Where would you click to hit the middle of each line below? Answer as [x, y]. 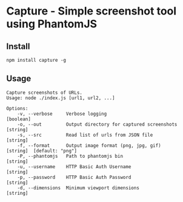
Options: [17, 108]
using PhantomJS [52, 24]
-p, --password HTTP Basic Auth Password [74, 177]
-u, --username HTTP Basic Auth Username [74, 167]
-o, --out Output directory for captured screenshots [97, 124]
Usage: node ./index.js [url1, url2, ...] [61, 98]
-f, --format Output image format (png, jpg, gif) [89, 145]
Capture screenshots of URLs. [45, 93]
